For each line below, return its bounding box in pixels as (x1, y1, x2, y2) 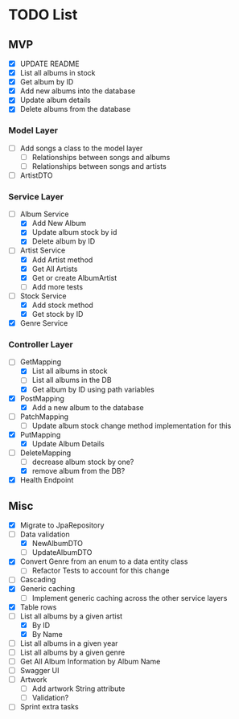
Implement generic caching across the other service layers (31, 593, 228, 602)
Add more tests (31, 281, 83, 291)
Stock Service (19, 291, 67, 301)
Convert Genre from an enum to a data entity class (19, 557, 188, 566)
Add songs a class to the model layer (19, 143, 143, 153)
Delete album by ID (31, 236, 96, 246)
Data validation (19, 529, 70, 540)
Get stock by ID (31, 309, 84, 318)
